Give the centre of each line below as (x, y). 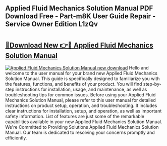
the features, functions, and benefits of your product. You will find (74, 84)
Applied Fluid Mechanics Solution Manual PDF (79, 8)
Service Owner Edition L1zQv (52, 24)
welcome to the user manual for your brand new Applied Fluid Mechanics (81, 73)
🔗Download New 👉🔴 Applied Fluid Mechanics (79, 45)
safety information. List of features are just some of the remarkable (75, 116)
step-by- (152, 84)
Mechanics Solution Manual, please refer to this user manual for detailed (81, 100)
